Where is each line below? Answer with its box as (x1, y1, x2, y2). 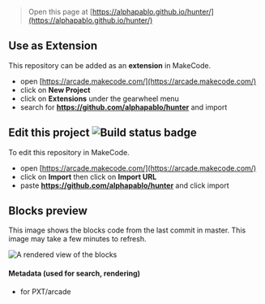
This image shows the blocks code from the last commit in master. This (8, 225, 246, 235)
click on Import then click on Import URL (19, 172, 157, 181)
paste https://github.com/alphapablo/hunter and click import (19, 180, 229, 190)
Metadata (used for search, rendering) (8, 268, 140, 279)
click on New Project (19, 85, 91, 94)
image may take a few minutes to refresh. (8, 234, 147, 244)
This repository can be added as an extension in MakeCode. (8, 60, 212, 70)
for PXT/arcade (19, 286, 71, 296)
